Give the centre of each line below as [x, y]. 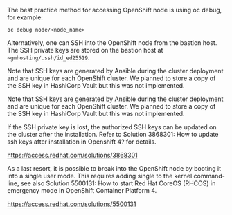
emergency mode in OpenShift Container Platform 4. [82, 190]
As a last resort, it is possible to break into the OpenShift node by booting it [114, 168]
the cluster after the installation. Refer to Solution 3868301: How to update [113, 134]
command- [209, 176]
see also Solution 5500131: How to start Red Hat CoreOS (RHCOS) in [118, 183]
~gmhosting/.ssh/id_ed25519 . [48, 57]
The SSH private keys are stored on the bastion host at [85, 50]
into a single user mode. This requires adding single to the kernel [100, 176]
